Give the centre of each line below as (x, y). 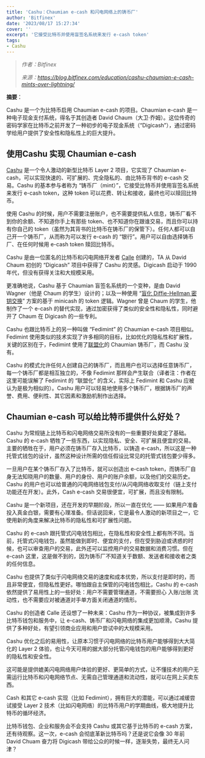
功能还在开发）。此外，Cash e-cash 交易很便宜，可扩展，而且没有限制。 (97, 492)
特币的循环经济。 (28, 713)
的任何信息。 (22, 563)
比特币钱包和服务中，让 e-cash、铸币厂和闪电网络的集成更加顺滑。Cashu (99, 620)
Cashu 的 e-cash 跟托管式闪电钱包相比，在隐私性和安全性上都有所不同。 (98, 533)
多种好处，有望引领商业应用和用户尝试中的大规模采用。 (86, 628)
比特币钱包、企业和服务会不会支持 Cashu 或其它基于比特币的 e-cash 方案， (101, 726)
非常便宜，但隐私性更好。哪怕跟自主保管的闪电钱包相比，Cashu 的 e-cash (105, 584)
